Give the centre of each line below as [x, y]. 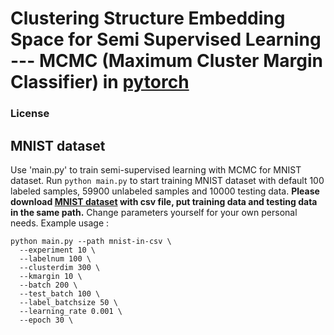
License [30, 114]
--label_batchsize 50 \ [68, 302]
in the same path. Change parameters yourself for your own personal [154, 212]
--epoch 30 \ [46, 320]
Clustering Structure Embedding [148, 18]
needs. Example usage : [60, 223]
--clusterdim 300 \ [60, 267]
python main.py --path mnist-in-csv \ [91, 241]
